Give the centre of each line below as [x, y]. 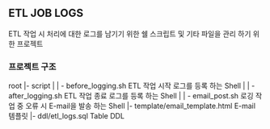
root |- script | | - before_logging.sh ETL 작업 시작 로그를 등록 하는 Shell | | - [132, 86]
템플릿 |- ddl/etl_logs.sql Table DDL [67, 116]
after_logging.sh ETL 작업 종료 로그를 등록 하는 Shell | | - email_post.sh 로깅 [131, 96]
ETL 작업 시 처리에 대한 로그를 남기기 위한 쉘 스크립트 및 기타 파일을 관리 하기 [130, 33]
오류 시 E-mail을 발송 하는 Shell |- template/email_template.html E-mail [141, 106]
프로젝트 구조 [32, 66]
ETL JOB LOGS [46, 13]
